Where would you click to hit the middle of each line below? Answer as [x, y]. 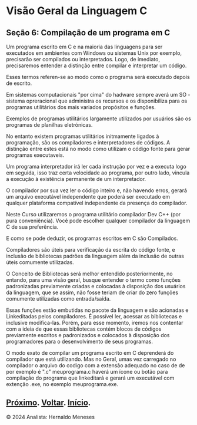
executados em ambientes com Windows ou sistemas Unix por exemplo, [94, 53]
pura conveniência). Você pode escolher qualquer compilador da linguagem [98, 220]
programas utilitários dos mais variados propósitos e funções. [81, 107]
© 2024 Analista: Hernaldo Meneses [51, 417]
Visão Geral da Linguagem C [77, 11]
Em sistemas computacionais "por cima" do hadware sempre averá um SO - [98, 95]
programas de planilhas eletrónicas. [49, 125]
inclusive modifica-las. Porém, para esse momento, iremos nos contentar [95, 323]
